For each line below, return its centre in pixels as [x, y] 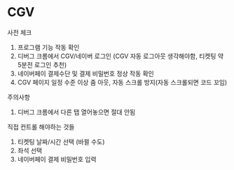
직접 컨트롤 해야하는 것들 [41, 127]
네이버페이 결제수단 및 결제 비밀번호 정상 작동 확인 [85, 73]
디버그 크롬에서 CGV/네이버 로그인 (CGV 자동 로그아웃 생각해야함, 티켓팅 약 [121, 56]
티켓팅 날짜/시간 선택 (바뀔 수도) [61, 141]
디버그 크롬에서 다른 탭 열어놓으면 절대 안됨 [76, 112]
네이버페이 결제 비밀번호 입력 [57, 159]
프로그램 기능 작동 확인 [48, 47]
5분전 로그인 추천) [42, 64]
